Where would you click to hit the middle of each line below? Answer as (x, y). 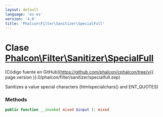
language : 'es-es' (24, 14)
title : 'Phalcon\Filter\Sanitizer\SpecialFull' (55, 23)
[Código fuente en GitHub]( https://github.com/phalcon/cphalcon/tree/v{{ (80, 72)
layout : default (22, 10)
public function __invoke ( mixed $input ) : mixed (57, 110)
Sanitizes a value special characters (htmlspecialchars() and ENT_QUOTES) (82, 87)
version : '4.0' (21, 19)
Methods (16, 100)
